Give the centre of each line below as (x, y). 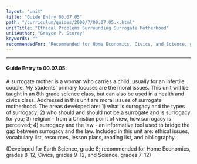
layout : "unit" (25, 11)
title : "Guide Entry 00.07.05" (44, 17)
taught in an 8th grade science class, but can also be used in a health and (95, 94)
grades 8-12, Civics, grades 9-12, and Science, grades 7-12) (79, 155)
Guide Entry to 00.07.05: (37, 69)
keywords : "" (22, 39)
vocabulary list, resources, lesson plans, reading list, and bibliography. (91, 138)
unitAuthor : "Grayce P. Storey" (45, 33)
